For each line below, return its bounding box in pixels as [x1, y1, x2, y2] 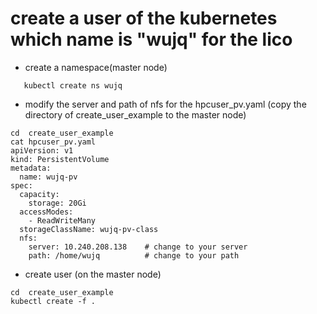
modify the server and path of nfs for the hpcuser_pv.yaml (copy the [24, 98, 307, 110]
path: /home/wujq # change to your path [28, 250, 240, 261]
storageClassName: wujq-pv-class [19, 224, 159, 234]
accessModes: [19, 207, 74, 217]
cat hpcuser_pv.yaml [10, 137, 97, 147]
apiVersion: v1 [10, 145, 74, 156]
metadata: [10, 163, 52, 173]
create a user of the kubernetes [10, 7, 278, 30]
